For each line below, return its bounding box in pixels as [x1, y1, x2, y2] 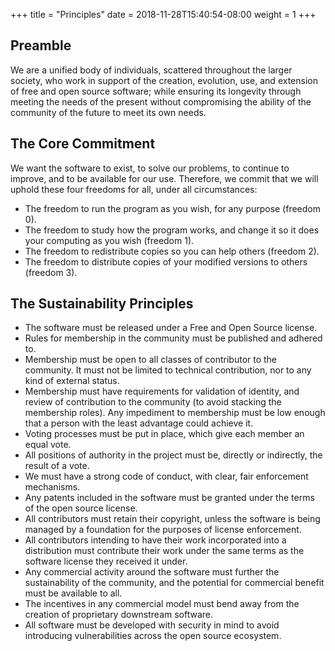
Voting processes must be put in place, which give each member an [24, 428, 305, 440]
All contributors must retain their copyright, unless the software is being [24, 513, 321, 525]
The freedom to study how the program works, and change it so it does [24, 224, 320, 236]
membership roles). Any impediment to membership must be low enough [24, 407, 326, 419]
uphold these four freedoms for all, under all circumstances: [10, 183, 258, 195]
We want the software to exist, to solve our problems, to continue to [10, 162, 290, 174]
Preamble [10, 37, 72, 54]
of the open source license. [24, 502, 138, 514]
